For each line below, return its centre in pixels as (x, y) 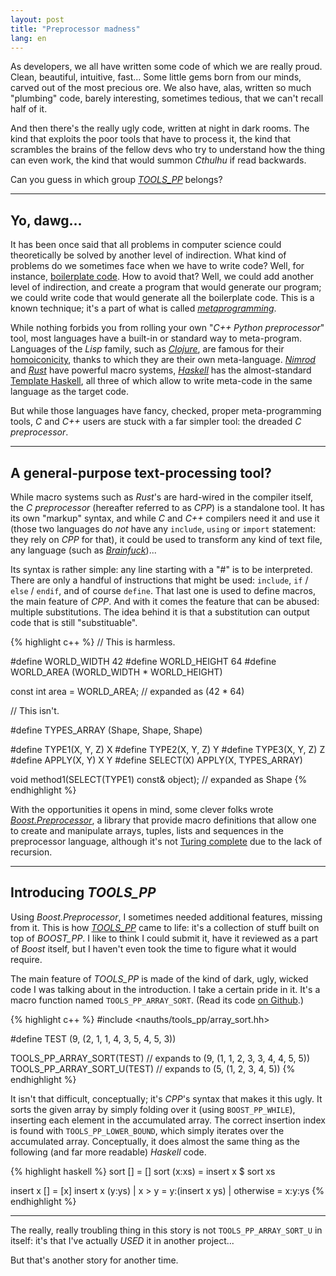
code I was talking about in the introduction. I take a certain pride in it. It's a (165, 989)
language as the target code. (70, 392)
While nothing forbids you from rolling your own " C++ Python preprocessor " (167, 328)
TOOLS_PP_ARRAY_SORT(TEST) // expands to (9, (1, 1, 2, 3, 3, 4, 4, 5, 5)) (160, 1058)
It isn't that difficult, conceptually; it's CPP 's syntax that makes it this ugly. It (166, 1098)
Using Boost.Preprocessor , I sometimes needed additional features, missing (166, 917)
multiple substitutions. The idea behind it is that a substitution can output (160, 612)
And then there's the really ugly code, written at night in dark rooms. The (160, 128)
